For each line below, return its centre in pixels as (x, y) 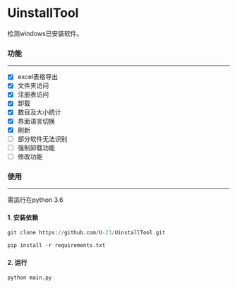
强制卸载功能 (36, 148)
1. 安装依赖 (23, 217)
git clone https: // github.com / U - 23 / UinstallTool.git (86, 233)
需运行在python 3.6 (35, 200)
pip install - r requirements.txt (56, 246)
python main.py (30, 278)
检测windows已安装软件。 (45, 33)
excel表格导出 (38, 77)
